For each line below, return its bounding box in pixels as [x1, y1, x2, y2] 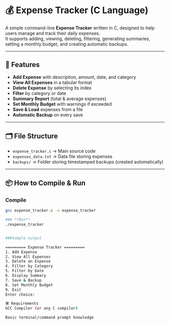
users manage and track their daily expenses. [5, 30, 100, 36]
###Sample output [5, 235, 42, 241]
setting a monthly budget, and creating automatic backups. [5, 41, 129, 47]
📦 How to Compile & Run [5, 179, 86, 187]
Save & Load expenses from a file [12, 106, 83, 112]
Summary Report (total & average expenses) [12, 95, 107, 102]
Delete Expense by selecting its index [12, 85, 92, 91]
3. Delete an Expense [5, 259, 51, 264]
